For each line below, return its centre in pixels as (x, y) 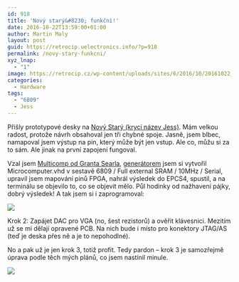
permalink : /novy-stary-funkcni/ (57, 54)
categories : (25, 80)
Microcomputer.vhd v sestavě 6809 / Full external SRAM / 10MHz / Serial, (115, 171)
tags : (15, 93)
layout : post (27, 41)
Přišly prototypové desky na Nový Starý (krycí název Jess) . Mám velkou (113, 127)
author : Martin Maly (38, 34)
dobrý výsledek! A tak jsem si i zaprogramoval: (76, 194)
